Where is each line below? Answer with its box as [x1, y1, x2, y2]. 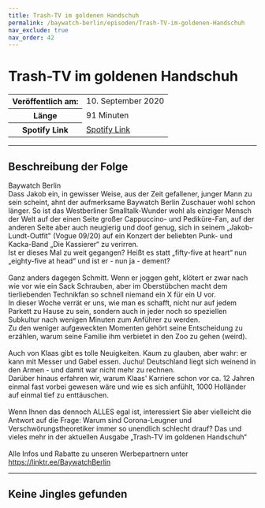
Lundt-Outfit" [8, 231, 51, 241]
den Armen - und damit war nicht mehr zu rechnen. [8, 365, 175, 375]
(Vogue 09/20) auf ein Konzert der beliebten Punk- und [52, 231, 233, 241]
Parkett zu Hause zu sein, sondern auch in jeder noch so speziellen [8, 307, 227, 316]
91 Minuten [86, 110, 129, 121]
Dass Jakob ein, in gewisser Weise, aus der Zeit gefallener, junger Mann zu [8, 189, 252, 198]
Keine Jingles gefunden [8, 487, 128, 501]
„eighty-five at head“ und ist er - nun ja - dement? [8, 256, 171, 265]
